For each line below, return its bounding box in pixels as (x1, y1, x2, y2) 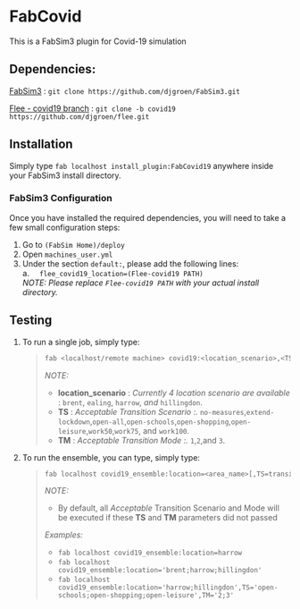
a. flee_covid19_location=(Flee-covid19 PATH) (21, 267, 204, 278)
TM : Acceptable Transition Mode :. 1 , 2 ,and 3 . (57, 435, 226, 445)
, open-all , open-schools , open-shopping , (89, 416, 232, 427)
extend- (246, 408, 275, 417)
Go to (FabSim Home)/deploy (21, 239, 125, 250)
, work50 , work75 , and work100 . (86, 425, 190, 436)
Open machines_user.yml (21, 249, 113, 259)
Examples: (44, 529, 83, 540)
